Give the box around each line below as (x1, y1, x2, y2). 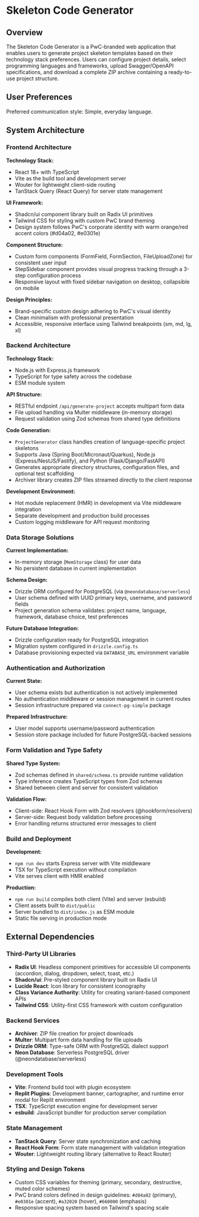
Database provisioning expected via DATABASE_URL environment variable (14, 649, 189, 657)
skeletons (14, 444, 39, 451)
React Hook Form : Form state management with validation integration (14, 1144, 186, 1151)
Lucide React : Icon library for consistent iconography (14, 982, 146, 990)
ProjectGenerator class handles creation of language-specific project (14, 438, 185, 445)
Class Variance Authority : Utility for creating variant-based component (14, 988, 191, 996)
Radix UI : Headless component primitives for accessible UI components (14, 963, 191, 970)
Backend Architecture (6, 341, 71, 350)
